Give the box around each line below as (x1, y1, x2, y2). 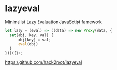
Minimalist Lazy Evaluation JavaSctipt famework (5, 19, 102, 25)
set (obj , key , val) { (9, 32, 54, 38)
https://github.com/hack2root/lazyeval (5, 59, 82, 65)
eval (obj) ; (18, 42, 40, 46)
